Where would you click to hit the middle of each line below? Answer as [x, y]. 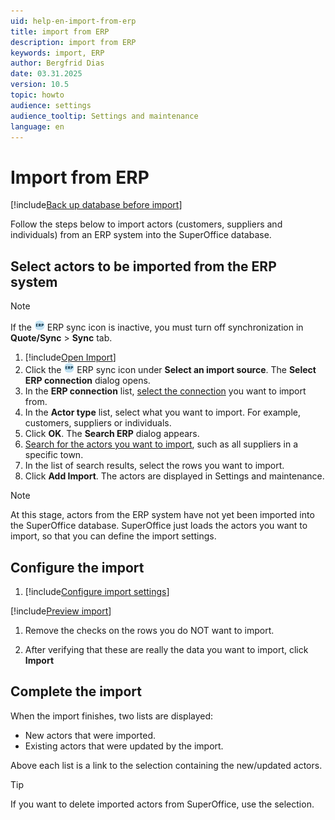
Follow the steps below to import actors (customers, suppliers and [146, 224]
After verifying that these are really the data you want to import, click [166, 649]
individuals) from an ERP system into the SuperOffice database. [141, 235]
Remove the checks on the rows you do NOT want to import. [149, 630]
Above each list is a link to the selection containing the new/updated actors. [166, 765]
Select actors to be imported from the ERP [143, 266]
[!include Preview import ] [61, 611]
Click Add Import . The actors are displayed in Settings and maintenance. [174, 476]
